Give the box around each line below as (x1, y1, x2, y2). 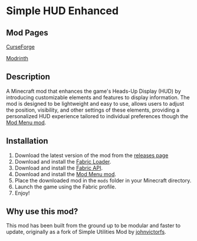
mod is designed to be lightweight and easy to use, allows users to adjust (6, 100, 185, 107)
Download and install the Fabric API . (14, 164, 103, 171)
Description (6, 72, 50, 82)
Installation (6, 136, 48, 146)
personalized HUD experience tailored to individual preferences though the (6, 112, 189, 119)
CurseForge (6, 43, 35, 50)
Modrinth (6, 55, 28, 61)
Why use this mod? (6, 207, 78, 217)
